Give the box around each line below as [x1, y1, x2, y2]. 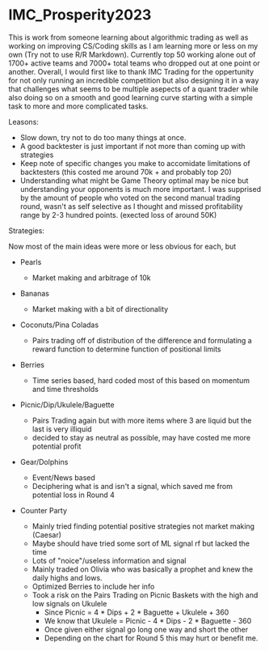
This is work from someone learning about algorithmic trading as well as [8, 32, 249, 42]
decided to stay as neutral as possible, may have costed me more [32, 432, 251, 442]
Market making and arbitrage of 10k [32, 273, 151, 283]
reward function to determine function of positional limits [32, 344, 221, 354]
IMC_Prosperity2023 [8, 6, 152, 24]
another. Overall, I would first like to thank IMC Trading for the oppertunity [8, 66, 254, 76]
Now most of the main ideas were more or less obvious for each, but [8, 241, 237, 251]
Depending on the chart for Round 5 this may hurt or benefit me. [44, 633, 258, 643]
